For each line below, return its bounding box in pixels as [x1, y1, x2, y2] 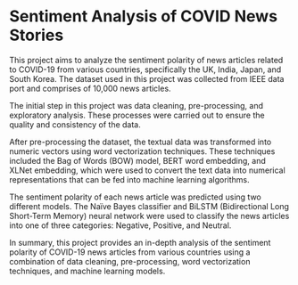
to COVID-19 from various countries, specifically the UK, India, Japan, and [9, 64, 282, 75]
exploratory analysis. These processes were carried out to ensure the [9, 110, 265, 120]
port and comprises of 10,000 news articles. [9, 83, 171, 94]
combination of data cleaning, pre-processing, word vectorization [9, 256, 251, 266]
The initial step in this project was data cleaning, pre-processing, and [9, 100, 264, 110]
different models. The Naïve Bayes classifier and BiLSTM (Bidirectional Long [9, 200, 290, 211]
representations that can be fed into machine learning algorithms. [9, 174, 250, 184]
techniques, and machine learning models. [9, 265, 166, 276]
